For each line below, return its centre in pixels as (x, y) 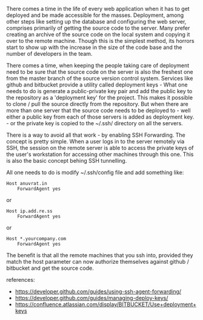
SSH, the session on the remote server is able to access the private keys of (100, 148)
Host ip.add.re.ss (29, 211)
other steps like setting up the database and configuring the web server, (96, 21)
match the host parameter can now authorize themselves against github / (98, 262)
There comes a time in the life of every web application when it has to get (98, 9)
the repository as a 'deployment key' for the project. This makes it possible (99, 97)
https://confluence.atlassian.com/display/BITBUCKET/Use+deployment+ (106, 304)
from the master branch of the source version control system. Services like (100, 78)
